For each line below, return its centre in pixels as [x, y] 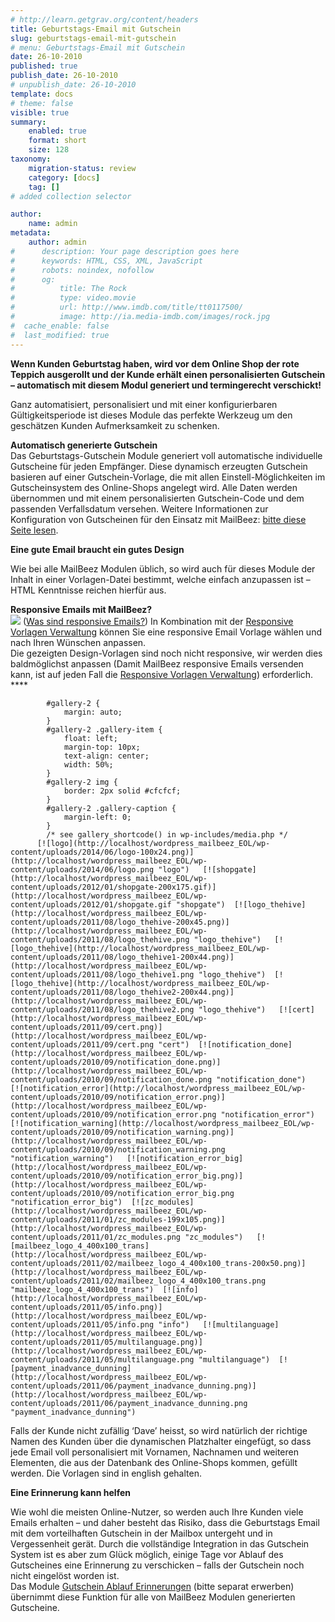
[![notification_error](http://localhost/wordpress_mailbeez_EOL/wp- [158, 1088]
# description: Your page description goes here [125, 251]
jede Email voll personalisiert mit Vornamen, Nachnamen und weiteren [154, 1452]
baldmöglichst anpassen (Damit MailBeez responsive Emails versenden [157, 663]
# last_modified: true [60, 335]
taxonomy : [31, 159]
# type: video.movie [73, 298]
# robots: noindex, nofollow [82, 270]
